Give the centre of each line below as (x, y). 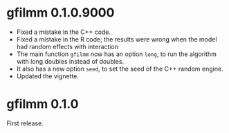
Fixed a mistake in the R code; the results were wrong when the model (117, 39)
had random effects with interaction (67, 46)
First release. (25, 123)
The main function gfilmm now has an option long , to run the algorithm (117, 54)
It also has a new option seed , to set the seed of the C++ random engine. (120, 69)
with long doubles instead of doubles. (70, 61)
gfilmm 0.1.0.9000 (61, 13)
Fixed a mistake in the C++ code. (64, 32)
